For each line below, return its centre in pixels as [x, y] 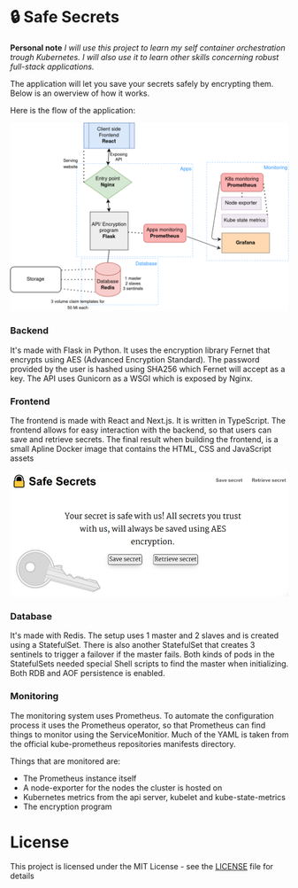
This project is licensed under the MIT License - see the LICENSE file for [141, 867]
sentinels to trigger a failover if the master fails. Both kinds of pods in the [142, 654]
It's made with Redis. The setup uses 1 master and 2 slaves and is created [145, 635]
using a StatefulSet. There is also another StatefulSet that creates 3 [133, 645]
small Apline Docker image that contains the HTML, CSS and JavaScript [141, 449]
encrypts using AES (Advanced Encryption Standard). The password [135, 359]
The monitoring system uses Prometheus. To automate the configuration [142, 715]
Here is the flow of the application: [73, 110]
